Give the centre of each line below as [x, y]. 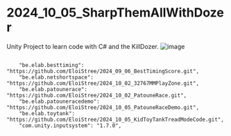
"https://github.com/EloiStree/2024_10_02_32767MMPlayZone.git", [103, 83]
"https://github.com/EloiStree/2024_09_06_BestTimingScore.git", [103, 71]
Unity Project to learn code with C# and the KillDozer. [83, 46]
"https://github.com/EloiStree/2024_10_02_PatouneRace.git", [97, 95]
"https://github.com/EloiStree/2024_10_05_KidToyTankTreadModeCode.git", [115, 119]
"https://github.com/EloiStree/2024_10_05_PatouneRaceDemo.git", [103, 107]
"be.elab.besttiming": [52, 65]
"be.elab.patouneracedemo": [59, 101]
